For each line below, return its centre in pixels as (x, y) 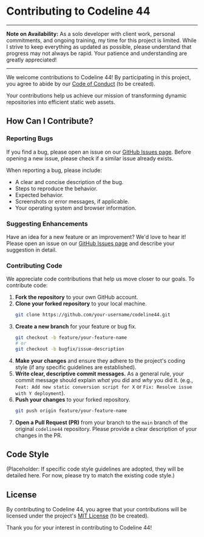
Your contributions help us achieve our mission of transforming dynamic (97, 95)
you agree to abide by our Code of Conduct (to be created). (81, 84)
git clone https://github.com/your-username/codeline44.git (93, 315)
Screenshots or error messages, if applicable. (72, 201)
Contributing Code (34, 265)
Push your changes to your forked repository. (73, 399)
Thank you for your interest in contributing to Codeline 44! (79, 528)
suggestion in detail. (32, 250)
